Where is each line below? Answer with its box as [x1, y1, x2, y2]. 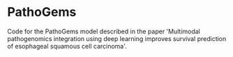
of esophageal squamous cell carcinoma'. [7, 42, 127, 50]
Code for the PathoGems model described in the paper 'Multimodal [7, 27, 201, 35]
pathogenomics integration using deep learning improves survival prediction [7, 34, 227, 42]
